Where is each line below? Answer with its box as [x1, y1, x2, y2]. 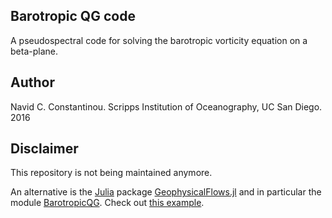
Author [10, 74, 55, 91]
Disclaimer [10, 140, 79, 158]
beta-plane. [10, 45, 58, 57]
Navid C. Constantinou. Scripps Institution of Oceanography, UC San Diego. [10, 100, 323, 113]
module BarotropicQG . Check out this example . [10, 197, 205, 209]
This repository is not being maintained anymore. [10, 167, 213, 179]
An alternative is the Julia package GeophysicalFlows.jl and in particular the [10, 186, 322, 198]
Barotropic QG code [10, 8, 136, 25]
